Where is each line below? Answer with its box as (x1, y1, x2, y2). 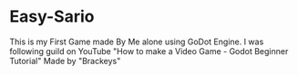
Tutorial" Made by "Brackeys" (9, 55, 121, 66)
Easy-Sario (9, 6, 95, 27)
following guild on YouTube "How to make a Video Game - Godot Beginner (9, 45, 289, 56)
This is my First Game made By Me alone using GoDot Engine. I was (9, 36, 264, 47)
